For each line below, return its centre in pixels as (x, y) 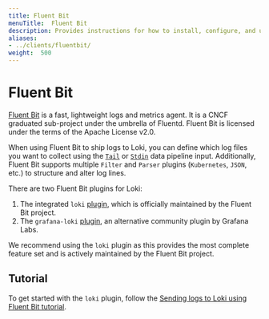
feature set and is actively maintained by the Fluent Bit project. (111, 253)
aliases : (23, 38)
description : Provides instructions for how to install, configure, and (132, 30)
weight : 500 (30, 53)
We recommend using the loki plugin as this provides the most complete (129, 244)
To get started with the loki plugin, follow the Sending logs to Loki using (128, 298)
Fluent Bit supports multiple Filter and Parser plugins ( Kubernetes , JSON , (128, 164)
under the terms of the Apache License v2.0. (82, 131)
